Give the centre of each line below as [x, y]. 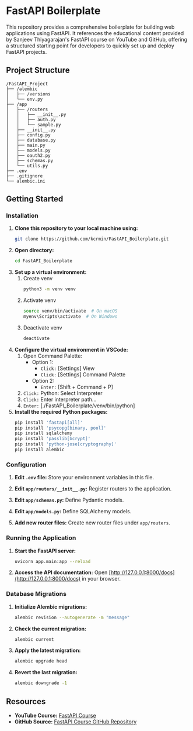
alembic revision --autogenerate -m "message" [72, 617]
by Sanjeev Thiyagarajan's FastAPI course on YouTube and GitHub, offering [97, 39]
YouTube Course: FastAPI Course [55, 716]
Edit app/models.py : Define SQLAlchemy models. [73, 512]
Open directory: [34, 250]
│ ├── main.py [26, 145]
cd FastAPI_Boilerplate [43, 261]
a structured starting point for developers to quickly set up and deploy [90, 46]
